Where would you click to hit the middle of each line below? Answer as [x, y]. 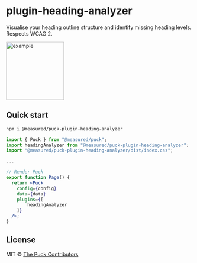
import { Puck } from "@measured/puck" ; [57, 139]
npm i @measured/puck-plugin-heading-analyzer [64, 129]
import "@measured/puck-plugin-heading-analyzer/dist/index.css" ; [90, 150]
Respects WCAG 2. [29, 33]
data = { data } [31, 194]
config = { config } [37, 188]
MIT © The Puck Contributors [42, 254]
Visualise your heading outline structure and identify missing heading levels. [99, 27]
